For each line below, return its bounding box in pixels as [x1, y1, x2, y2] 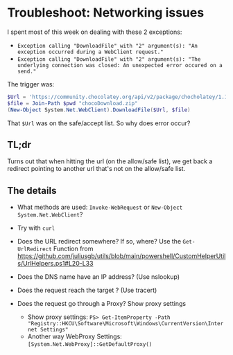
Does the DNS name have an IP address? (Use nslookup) [17, 273, 180, 281]
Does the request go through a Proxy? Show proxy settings [17, 300, 186, 308]
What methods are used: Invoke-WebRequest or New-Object [17, 203, 183, 212]
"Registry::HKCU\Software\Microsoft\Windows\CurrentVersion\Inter [27, 320, 224, 327]
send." [17, 68, 37, 75]
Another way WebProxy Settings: [27, 332, 123, 340]
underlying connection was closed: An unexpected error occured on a [17, 62, 223, 69]
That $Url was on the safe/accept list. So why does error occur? [7, 119, 191, 127]
